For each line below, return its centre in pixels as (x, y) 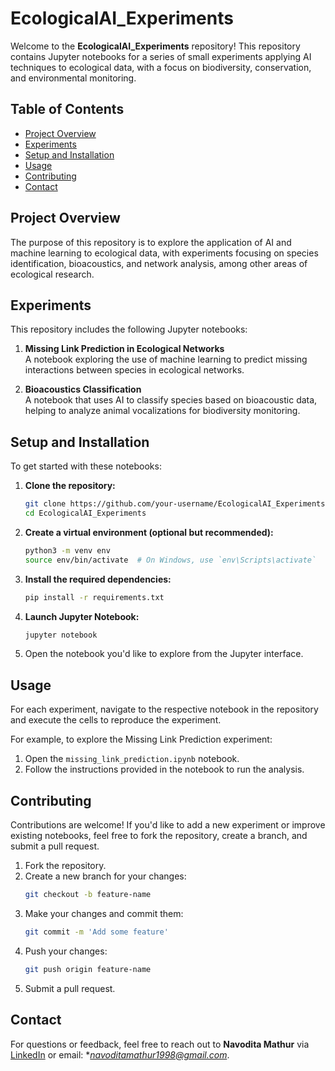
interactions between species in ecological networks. (134, 370)
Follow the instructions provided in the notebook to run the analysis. (164, 769)
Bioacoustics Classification (83, 389)
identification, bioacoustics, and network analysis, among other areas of (159, 263)
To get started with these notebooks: (86, 466)
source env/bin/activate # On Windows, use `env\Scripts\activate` (170, 560)
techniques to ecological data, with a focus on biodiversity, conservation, (161, 67)
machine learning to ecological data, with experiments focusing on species (164, 253)
